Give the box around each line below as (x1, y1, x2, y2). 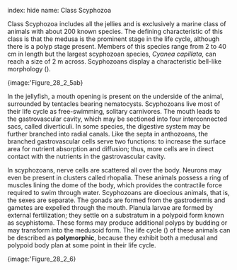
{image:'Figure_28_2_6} (7, 254, 76, 263)
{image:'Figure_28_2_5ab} (7, 78, 83, 87)
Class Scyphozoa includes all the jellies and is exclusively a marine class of (7, 20, 226, 28)
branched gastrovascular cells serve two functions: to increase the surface (7, 137, 226, 146)
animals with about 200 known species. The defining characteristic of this (7, 28, 223, 35)
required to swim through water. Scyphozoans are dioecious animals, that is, (7, 189, 230, 196)
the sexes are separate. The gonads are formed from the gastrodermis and (7, 196, 226, 204)
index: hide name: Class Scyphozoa (7, 6, 112, 14)
